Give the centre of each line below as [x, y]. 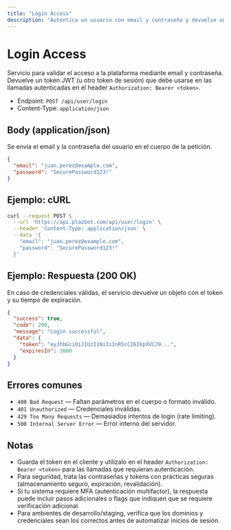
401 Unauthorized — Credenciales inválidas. [79, 409]
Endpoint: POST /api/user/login [62, 101]
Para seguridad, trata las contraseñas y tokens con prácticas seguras [115, 477]
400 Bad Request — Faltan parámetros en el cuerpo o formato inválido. [117, 402]
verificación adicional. [48, 506]
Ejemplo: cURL [39, 200]
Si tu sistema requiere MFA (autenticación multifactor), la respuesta [112, 491]
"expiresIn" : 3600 [46, 351]
